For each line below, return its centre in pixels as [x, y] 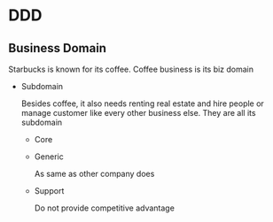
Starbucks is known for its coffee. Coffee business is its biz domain [131, 69]
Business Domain [58, 48]
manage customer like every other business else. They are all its [138, 113]
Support [49, 191]
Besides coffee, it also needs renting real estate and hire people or [143, 103]
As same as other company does [94, 174]
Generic [49, 157]
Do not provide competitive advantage [104, 208]
